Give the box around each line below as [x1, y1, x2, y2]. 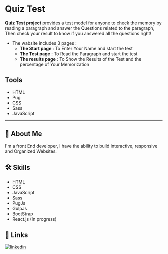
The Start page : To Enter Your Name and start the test [19, 45, 133, 51]
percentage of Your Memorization [19, 61, 90, 67]
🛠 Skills [5, 163, 31, 172]
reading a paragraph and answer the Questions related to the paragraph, [5, 25, 155, 31]
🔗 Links [5, 231, 28, 239]
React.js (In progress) [12, 216, 57, 222]
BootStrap [12, 211, 33, 217]
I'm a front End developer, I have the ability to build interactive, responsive [5, 143, 158, 149]
